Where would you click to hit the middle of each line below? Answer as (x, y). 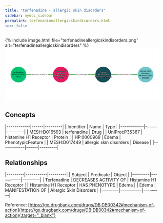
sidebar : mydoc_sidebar (29, 15)
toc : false (16, 26)
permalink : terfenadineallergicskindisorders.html (58, 20)
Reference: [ (18, 204)
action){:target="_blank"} (31, 215)
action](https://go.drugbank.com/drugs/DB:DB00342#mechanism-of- (75, 210)
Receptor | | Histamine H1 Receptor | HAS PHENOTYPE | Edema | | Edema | (81, 185)
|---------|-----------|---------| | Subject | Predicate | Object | (67, 174)
